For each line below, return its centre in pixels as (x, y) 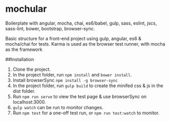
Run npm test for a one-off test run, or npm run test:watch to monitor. (86, 113)
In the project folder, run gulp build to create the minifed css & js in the (88, 86)
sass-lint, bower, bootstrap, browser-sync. (50, 28)
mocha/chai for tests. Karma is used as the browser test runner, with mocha (85, 44)
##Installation (20, 59)
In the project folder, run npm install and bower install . (72, 74)
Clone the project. (32, 69)
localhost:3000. (29, 102)
